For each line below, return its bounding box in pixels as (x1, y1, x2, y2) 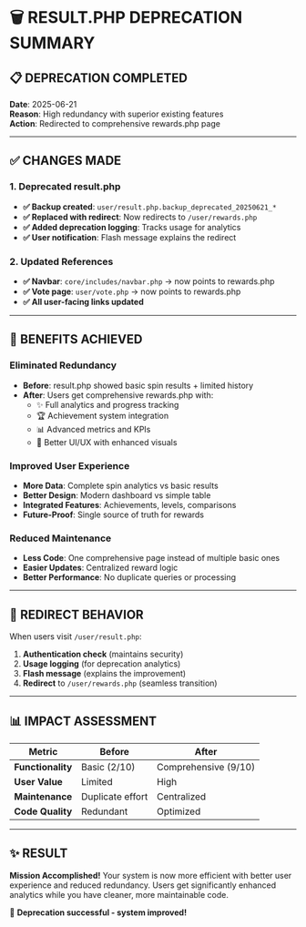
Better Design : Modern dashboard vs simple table (22, 489, 211, 501)
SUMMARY (9, 33, 96, 54)
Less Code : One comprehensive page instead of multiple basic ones (22, 553, 280, 564)
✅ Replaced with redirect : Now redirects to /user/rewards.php (22, 211, 258, 222)
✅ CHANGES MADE (9, 153, 122, 168)
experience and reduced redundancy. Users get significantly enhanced (9, 880, 277, 891)
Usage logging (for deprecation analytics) (22, 658, 181, 669)
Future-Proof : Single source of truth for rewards (22, 509, 205, 520)
